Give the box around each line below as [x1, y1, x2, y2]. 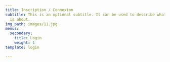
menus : [5, 26, 19, 31]
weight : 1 [14, 40, 35, 45]
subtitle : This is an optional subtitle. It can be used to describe [5, 12, 155, 17]
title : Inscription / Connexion [5, 7, 73, 13]
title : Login [14, 36, 42, 41]
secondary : [10, 31, 33, 36]
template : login [5, 45, 39, 50]
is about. [10, 17, 30, 22]
